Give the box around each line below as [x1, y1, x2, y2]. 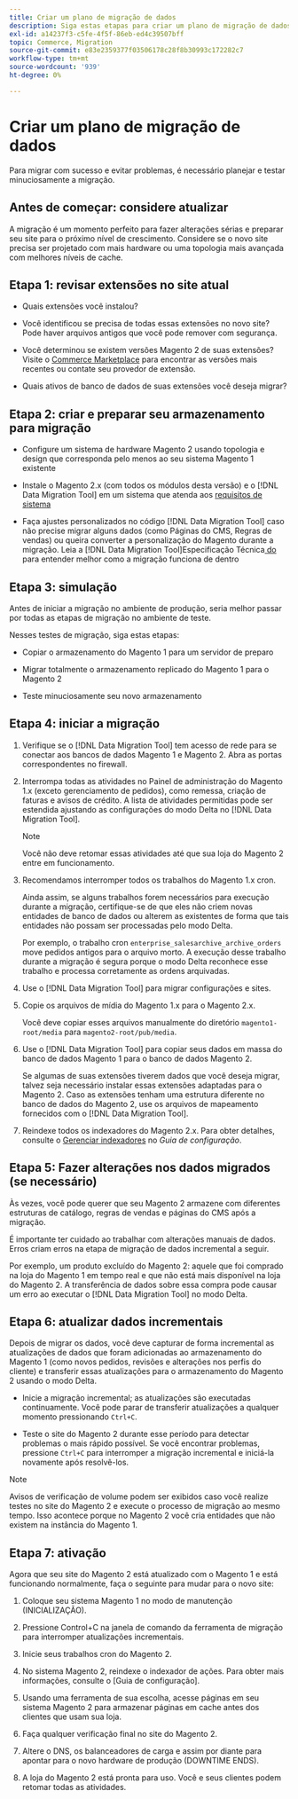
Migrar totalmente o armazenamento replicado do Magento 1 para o [21, 664, 270, 674]
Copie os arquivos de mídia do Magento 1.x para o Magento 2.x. [21, 1000, 255, 1010]
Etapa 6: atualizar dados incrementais [9, 1314, 223, 1329]
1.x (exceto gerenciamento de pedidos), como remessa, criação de [21, 785, 266, 796]
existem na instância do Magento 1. [9, 1520, 138, 1530]
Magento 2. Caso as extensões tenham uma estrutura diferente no [21, 1088, 265, 1100]
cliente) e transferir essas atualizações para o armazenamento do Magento [9, 1366, 284, 1377]
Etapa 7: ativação [9, 1545, 106, 1560]
